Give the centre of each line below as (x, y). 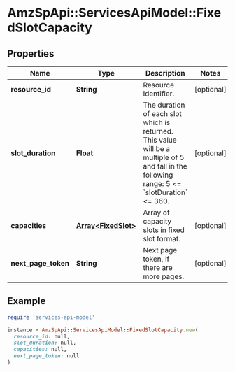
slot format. (162, 239)
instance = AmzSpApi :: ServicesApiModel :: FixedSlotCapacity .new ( (103, 330)
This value (160, 140)
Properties (31, 53)
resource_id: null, (42, 336)
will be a (156, 149)
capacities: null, (41, 350)
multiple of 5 (164, 157)
